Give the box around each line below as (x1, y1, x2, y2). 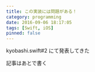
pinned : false (6, 30, 41, 36)
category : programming (6, 14, 62, 20)
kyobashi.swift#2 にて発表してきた (6, 47, 90, 54)
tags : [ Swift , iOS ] (6, 25, 54, 31)
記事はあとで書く (6, 60, 48, 67)
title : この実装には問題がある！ (6, 8, 77, 15)
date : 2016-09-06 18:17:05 (6, 19, 72, 25)
